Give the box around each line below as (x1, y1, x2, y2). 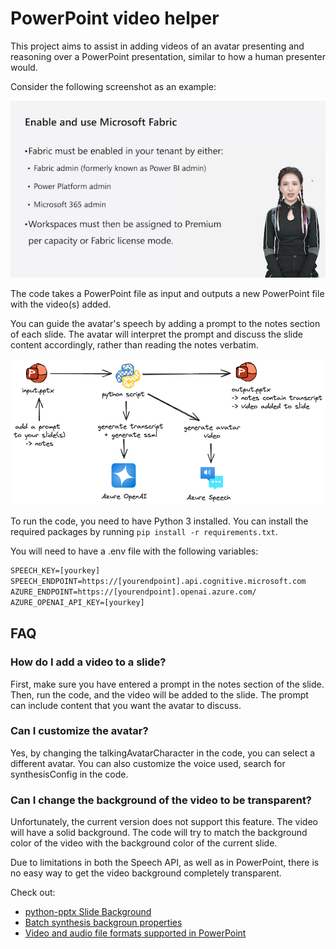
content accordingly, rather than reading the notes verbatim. (10, 339, 259, 351)
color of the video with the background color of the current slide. (10, 837, 278, 849)
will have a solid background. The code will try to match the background (10, 827, 308, 839)
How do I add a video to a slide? (10, 655, 167, 669)
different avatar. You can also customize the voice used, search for (10, 757, 286, 769)
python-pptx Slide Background (24, 906, 152, 918)
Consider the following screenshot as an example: (10, 80, 217, 92)
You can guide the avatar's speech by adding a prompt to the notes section (10, 318, 321, 330)
